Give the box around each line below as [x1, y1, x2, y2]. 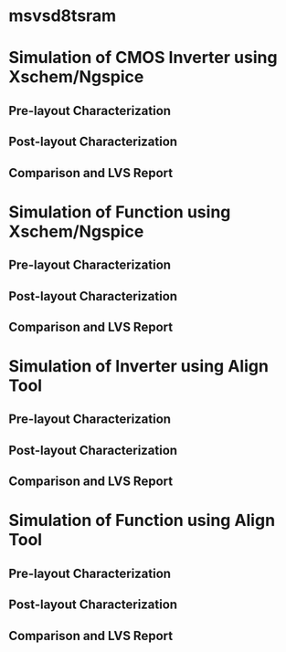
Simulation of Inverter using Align [8, 356, 269, 377]
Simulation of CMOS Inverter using [8, 47, 278, 68]
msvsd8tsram [8, 5, 117, 26]
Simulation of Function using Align [8, 510, 276, 531]
